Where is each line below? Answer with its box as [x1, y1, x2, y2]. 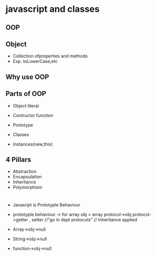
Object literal [12, 102, 39, 108]
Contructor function [12, 112, 53, 118]
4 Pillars [5, 155, 32, 164]
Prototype [12, 122, 34, 128]
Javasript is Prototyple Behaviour [12, 202, 80, 207]
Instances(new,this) [12, 141, 53, 147]
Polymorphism [12, 184, 42, 190]
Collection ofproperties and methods [12, 53, 88, 59]
